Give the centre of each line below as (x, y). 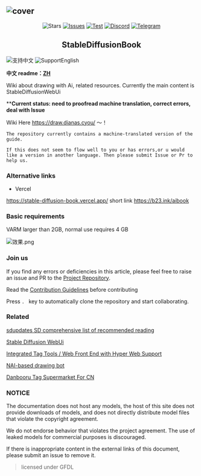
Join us (17, 258)
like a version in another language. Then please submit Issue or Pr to (100, 155)
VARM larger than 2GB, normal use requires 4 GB (67, 230)
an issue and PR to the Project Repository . (58, 278)
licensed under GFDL (47, 467)
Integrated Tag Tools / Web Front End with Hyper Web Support (84, 354)
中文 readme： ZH (28, 73)
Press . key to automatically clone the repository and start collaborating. (97, 301)
